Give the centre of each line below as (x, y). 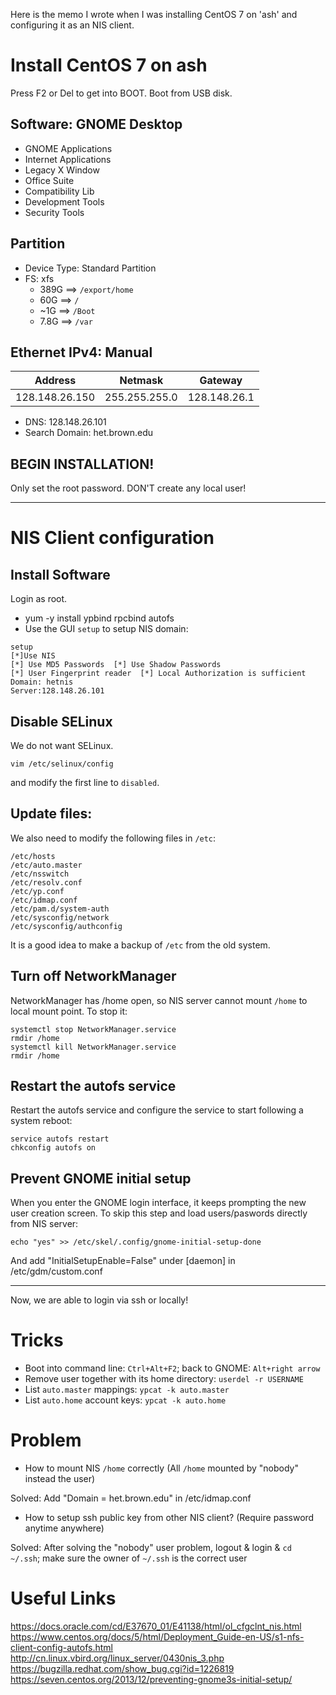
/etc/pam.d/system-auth (60, 909)
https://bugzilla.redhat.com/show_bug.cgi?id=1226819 (122, 1669)
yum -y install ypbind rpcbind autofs (99, 618)
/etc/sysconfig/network (60, 917)
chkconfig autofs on (53, 1148)
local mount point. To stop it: (69, 1011)
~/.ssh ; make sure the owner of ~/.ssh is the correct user (129, 1558)
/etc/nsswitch (40, 874)
